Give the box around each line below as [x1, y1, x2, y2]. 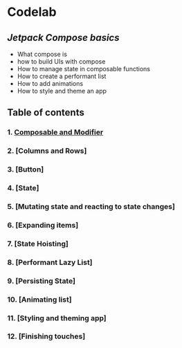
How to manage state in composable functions [17, 65, 151, 73]
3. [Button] [7, 165, 44, 174]
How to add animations [17, 80, 84, 87]
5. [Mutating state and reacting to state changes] [7, 202, 175, 211]
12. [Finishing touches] [7, 331, 86, 341]
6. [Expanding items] [7, 220, 79, 230]
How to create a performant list [17, 72, 107, 80]
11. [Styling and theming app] [7, 313, 107, 322]
